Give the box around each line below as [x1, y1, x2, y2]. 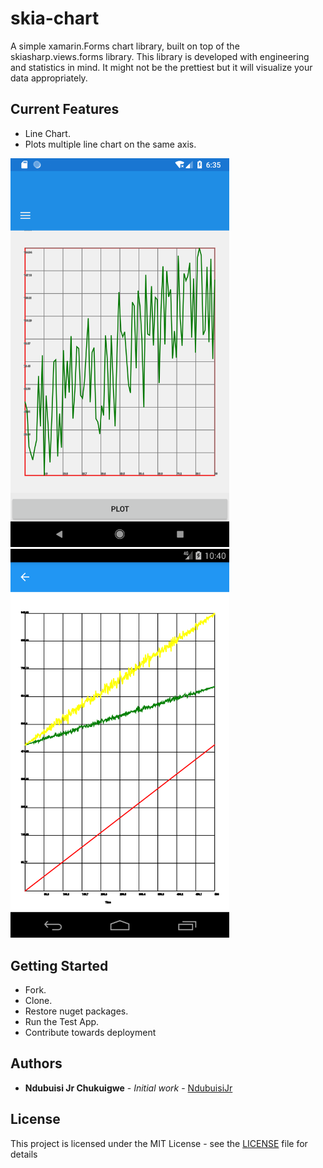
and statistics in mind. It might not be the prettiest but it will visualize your [10, 61, 313, 73]
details [10, 1148, 38, 1160]
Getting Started [10, 957, 109, 974]
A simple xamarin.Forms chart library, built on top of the [10, 40, 240, 52]
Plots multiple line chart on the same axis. [24, 138, 197, 150]
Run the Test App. [24, 1016, 100, 1027]
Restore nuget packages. [24, 1005, 129, 1017]
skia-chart [10, 7, 100, 30]
